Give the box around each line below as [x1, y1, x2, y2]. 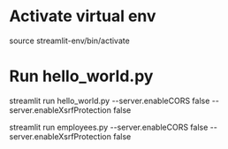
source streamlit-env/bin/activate [9, 35, 130, 46]
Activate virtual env [9, 6, 156, 26]
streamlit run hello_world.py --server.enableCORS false [9, 95, 210, 106]
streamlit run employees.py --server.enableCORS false [9, 122, 209, 132]
